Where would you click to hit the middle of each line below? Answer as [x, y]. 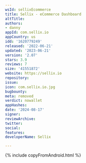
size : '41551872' [23, 69]
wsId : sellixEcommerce [28, 10]
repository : [17, 78]
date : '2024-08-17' [25, 110]
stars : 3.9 [16, 60]
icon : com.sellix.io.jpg [30, 87]
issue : [12, 82]
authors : [14, 23]
